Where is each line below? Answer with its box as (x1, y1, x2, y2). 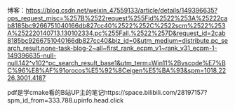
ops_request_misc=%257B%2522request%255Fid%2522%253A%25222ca (7, 14, 228, 22)
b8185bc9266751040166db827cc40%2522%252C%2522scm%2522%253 (7, 22, 226, 30)
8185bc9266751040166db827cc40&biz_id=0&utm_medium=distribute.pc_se (7, 37, 228, 44)
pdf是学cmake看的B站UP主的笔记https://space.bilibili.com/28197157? (7, 89, 208, 96)
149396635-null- (7, 51, 57, 60)
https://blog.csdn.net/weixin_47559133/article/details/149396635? (25, 6, 218, 14)
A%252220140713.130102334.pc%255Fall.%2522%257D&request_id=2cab (7, 29, 226, 37)
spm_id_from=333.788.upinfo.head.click (7, 96, 124, 104)
